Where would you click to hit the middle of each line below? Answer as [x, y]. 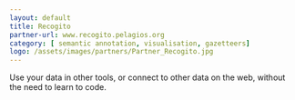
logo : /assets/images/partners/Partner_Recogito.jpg [112, 52]
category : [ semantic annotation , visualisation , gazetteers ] [130, 43]
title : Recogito [40, 26]
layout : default [40, 18]
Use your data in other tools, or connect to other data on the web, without [147, 77]
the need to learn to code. [58, 87]
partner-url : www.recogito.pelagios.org [87, 35]
